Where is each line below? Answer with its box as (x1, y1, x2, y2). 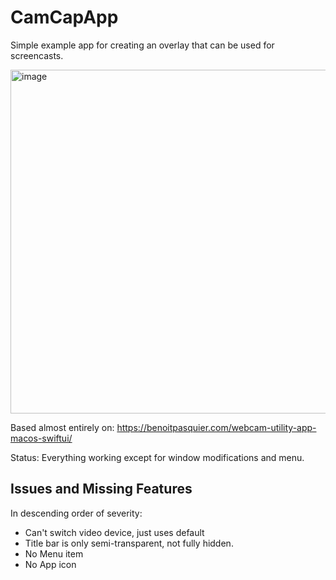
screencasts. (10, 49, 64, 61)
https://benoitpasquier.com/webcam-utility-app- (116, 421, 317, 433)
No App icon (24, 558, 77, 570)
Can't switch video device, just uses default (24, 526, 205, 538)
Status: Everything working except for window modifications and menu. (10, 451, 305, 463)
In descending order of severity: (10, 507, 143, 519)
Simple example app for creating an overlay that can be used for (10, 39, 275, 51)
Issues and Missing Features (10, 481, 193, 498)
